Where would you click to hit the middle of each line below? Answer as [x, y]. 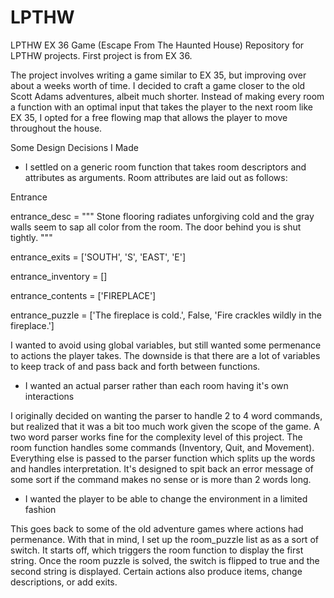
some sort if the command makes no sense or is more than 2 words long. [161, 479]
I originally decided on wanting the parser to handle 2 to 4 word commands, [166, 415]
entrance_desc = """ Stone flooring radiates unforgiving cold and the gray [162, 216]
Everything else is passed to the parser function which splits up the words [163, 458]
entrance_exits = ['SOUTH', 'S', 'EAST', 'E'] [98, 257]
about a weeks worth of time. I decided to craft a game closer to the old [158, 85]
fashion [40, 509]
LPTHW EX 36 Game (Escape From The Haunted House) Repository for [157, 45]
